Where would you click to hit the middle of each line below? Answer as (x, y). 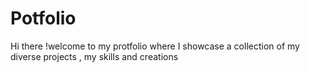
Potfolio (43, 18)
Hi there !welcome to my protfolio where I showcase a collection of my (155, 46)
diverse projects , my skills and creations (94, 56)
